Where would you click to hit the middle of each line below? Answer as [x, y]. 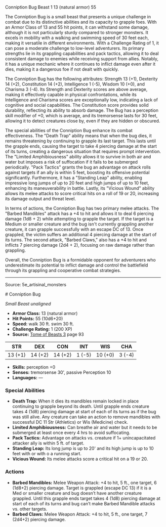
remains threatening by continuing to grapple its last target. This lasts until [81, 141]
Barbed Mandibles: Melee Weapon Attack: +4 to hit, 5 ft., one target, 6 [84, 483]
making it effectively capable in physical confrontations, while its [71, 94]
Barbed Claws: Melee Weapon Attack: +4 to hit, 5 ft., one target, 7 [80, 514]
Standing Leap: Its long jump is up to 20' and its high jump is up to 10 [83, 448]
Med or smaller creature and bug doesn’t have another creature [77, 493]
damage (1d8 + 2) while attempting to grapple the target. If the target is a [79, 219]
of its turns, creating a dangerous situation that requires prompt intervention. [83, 151]
